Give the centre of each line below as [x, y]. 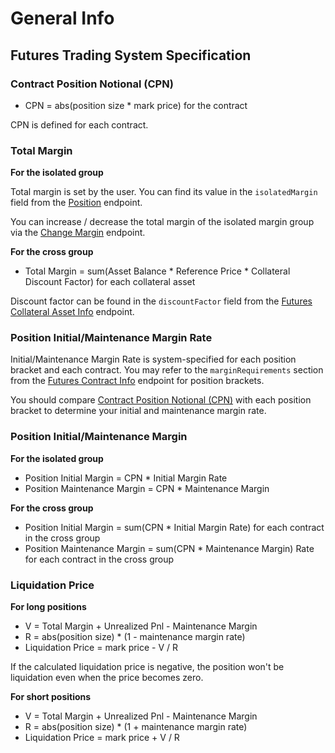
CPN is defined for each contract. [79, 124]
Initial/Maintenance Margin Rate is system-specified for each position [153, 359]
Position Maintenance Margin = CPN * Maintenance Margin [147, 488]
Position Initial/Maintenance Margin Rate [111, 338]
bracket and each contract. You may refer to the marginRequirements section [167, 370]
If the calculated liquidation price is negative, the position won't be [147, 667]
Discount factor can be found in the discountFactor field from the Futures [161, 301]
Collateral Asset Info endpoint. [72, 312]
